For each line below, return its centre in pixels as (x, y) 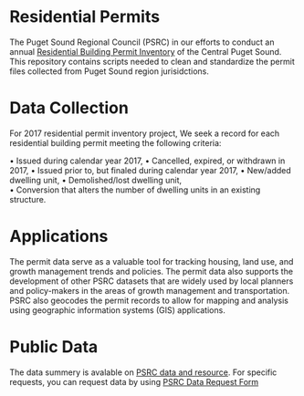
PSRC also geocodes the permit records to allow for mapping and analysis (149, 300)
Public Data (54, 347)
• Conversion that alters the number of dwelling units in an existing (135, 190)
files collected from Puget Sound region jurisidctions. (110, 71)
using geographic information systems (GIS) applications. (117, 310)
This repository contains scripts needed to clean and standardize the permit (152, 61)
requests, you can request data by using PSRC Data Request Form (134, 381)
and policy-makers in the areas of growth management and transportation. (150, 290)
